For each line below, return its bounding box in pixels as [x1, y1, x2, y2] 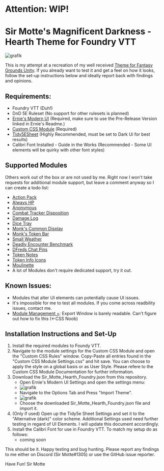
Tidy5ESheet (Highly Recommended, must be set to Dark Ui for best [12, 131, 151, 137]
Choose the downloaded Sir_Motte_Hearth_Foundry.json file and [19, 400, 151, 406]
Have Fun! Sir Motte [5, 461, 45, 467]
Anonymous [12, 205, 37, 210]
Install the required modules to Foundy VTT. [12, 343, 102, 349]
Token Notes [12, 252, 38, 258]
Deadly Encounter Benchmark [12, 241, 73, 247]
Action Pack [12, 194, 37, 200]
